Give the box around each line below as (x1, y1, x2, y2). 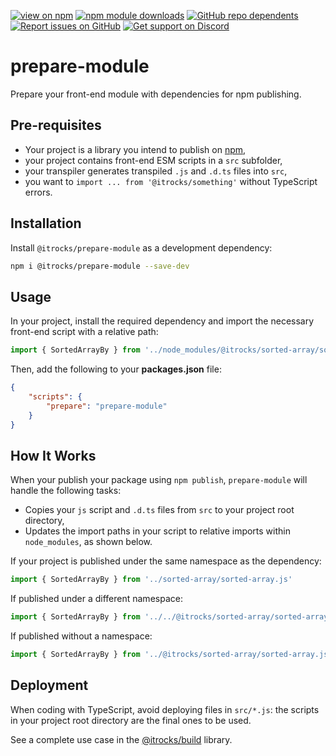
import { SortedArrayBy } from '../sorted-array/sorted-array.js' (10, 575, 293, 585)
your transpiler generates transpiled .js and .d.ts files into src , (24, 165, 288, 177)
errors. (24, 186, 53, 198)
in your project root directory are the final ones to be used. (10, 714, 252, 726)
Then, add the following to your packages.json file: (10, 363, 222, 375)
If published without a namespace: (10, 630, 153, 642)
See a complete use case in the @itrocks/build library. (10, 733, 233, 745)
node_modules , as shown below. (24, 536, 153, 548)
